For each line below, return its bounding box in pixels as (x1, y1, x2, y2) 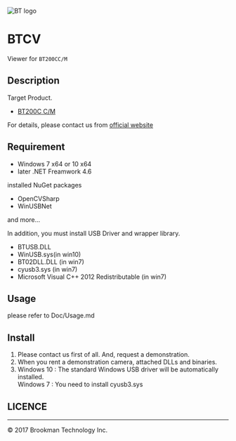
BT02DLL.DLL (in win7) (17, 257, 84, 266)
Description (7, 74, 60, 87)
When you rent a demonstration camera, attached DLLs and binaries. (17, 358, 218, 367)
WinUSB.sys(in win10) (17, 250, 81, 258)
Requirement (7, 141, 65, 153)
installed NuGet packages (7, 180, 82, 189)
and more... (7, 215, 41, 224)
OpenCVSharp (17, 194, 60, 203)
